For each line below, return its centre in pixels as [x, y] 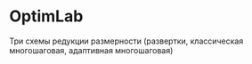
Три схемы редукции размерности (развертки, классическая [126, 41]
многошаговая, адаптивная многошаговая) [91, 50]
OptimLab [46, 16]
